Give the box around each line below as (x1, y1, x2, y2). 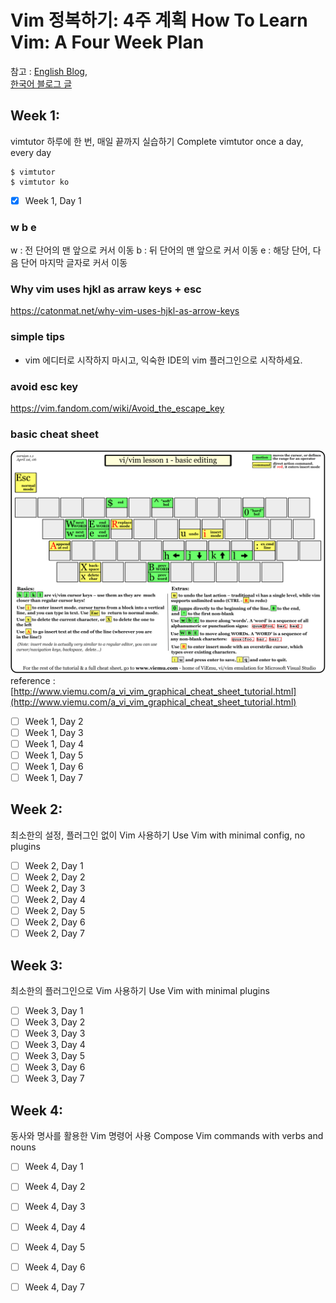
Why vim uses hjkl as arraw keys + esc (10, 282, 202, 296)
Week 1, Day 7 (24, 771, 83, 783)
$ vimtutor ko (10, 177, 70, 187)
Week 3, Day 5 (24, 1050, 85, 1062)
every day (10, 146, 52, 158)
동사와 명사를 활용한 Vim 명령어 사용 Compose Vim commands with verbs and (10, 1130, 324, 1142)
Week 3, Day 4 (24, 1039, 86, 1051)
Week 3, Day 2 (24, 1016, 86, 1028)
